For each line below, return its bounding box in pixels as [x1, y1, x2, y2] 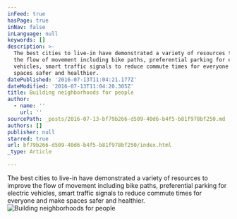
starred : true [7, 135, 49, 142]
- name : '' [13, 102, 46, 109]
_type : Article [7, 148, 52, 155]
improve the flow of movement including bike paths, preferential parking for [7, 182, 227, 189]
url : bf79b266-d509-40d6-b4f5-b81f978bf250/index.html [7, 142, 172, 149]
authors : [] [7, 122, 42, 129]
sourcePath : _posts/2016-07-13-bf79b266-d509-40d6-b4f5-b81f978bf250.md [7, 115, 226, 122]
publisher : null [7, 129, 55, 136]
